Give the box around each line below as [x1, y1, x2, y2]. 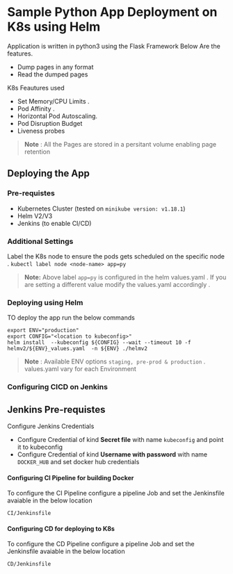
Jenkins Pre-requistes [7, 404, 106, 416]
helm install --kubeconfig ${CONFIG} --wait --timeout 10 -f [7, 339, 191, 346]
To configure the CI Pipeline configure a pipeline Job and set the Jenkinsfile [7, 489, 225, 498]
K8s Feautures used [7, 83, 65, 92]
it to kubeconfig [17, 443, 63, 451]
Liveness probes [17, 126, 65, 135]
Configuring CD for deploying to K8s [7, 524, 115, 532]
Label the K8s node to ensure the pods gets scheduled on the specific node [7, 252, 225, 261]
